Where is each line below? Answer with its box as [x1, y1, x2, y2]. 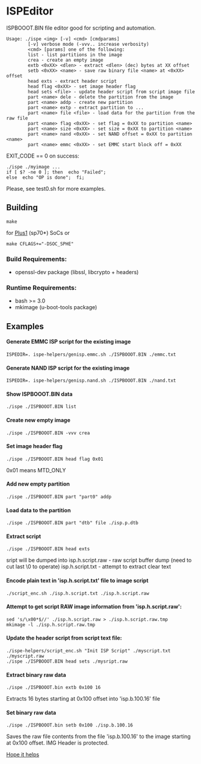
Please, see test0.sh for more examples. [6, 185, 106, 192]
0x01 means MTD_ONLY [6, 466, 66, 473]
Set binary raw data [6, 708, 57, 716]
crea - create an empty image [28, 57, 104, 63]
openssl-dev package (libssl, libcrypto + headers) [14, 269, 139, 276]
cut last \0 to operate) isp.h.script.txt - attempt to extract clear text [6, 563, 172, 570]
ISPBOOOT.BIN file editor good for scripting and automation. [6, 24, 156, 31]
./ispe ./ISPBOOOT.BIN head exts [6, 546, 90, 552]
